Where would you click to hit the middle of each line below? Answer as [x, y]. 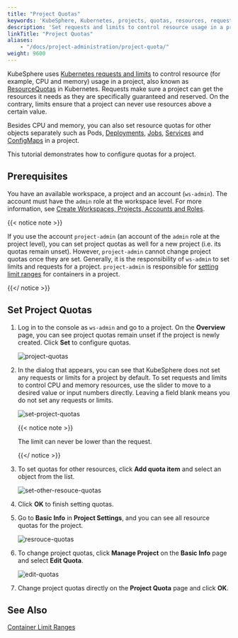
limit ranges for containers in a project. [64, 274]
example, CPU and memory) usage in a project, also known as [98, 81]
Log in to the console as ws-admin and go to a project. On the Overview [121, 327]
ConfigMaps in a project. [44, 140]
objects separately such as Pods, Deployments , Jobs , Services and [106, 133]
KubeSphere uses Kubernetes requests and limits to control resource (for [114, 74]
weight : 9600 [27, 54]
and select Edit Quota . [50, 560]
